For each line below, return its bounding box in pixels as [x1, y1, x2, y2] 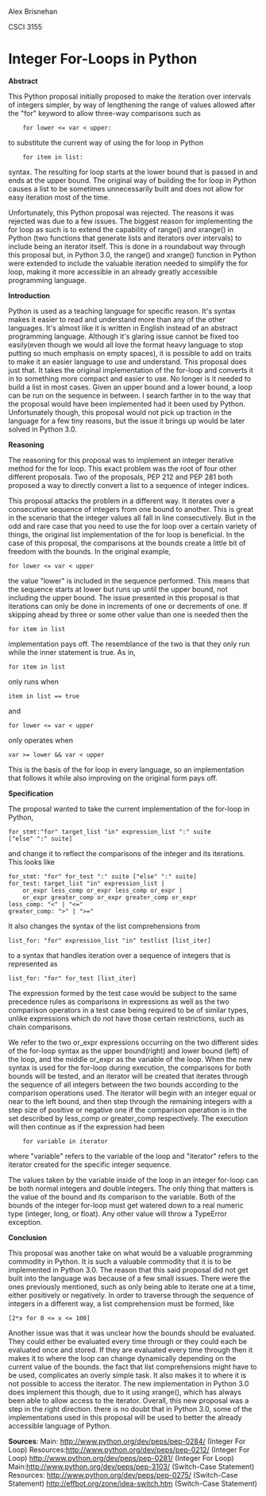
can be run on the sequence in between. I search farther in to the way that [8, 390, 252, 400]
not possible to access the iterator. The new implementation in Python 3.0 [8, 1378, 249, 1388]
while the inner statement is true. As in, [8, 647, 137, 657]
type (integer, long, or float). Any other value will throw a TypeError [8, 1208, 228, 1219]
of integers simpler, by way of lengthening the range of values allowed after [8, 99, 256, 110]
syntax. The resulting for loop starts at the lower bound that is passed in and [8, 167, 258, 176]
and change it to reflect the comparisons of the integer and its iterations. [8, 848, 245, 858]
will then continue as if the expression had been [8, 1122, 165, 1131]
